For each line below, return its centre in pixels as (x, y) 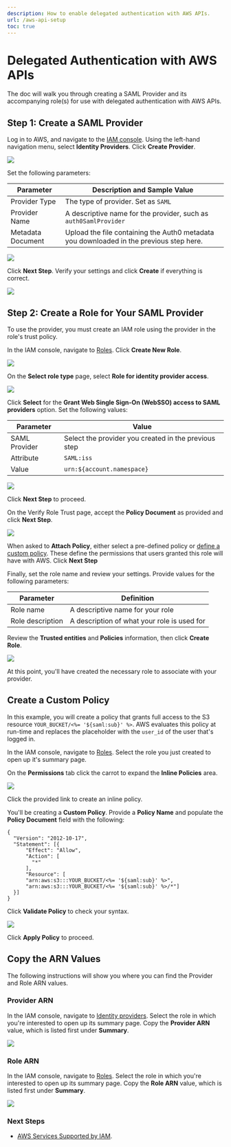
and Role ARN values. (38, 983)
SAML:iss (78, 458)
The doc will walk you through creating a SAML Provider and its (97, 94)
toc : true (21, 26)
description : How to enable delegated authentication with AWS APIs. (109, 13)
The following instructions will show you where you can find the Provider (110, 975)
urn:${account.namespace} (107, 469)
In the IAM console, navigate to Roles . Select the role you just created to (109, 752)
